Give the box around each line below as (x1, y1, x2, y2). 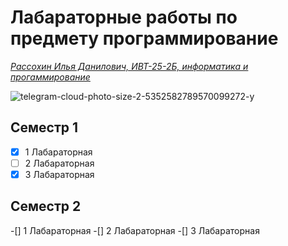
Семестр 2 (10, 198, 82, 215)
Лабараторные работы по (10, 6, 238, 29)
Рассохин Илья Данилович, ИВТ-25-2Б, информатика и (10, 60, 249, 72)
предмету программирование (10, 27, 279, 50)
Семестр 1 (10, 119, 79, 136)
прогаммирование (10, 71, 91, 83)
